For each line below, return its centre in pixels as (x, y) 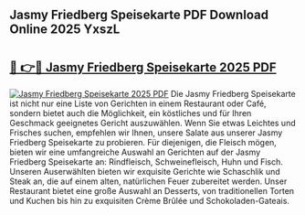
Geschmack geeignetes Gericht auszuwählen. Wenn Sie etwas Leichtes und (152, 123)
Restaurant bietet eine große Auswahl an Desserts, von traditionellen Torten (152, 191)
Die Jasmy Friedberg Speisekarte (233, 94)
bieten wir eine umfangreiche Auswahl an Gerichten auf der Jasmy (135, 152)
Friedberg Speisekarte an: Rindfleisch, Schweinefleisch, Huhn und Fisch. (146, 162)
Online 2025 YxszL (65, 30)
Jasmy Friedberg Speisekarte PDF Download (139, 15)
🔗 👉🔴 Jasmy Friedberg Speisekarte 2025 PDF (143, 67)
